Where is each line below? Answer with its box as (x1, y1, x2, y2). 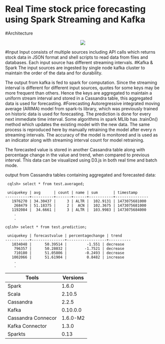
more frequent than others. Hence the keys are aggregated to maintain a (5, 90, 152, 96)
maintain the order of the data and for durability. (5, 70, 102, 76)
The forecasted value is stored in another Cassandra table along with (5, 146, 145, 152)
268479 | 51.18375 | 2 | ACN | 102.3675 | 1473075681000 (14, 203, 147, 208)
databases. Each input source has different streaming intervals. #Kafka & (5, 59, 153, 65)
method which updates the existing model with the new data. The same (5, 121, 150, 127)
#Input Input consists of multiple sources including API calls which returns (5, 49, 156, 55)
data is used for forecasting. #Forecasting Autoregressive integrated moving (5, 100, 160, 106)
